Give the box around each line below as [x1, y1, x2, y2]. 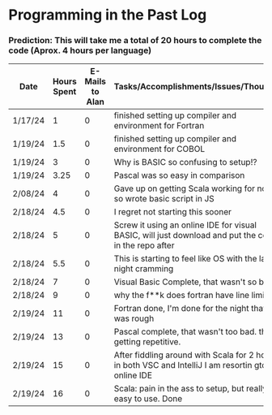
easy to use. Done [113, 393, 183, 404]
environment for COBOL [113, 144, 206, 155]
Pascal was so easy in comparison [113, 170, 245, 181]
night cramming [113, 263, 174, 275]
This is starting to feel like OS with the [113, 253, 257, 265]
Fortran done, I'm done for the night [113, 303, 249, 314]
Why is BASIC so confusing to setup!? [113, 157, 257, 168]
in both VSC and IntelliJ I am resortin [113, 360, 253, 371]
